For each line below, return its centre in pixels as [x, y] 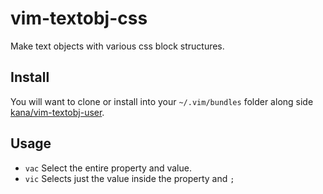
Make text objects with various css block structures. [117, 46]
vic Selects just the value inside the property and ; [129, 178]
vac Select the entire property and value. [108, 168]
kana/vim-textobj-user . [57, 112]
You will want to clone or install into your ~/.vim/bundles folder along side [162, 101]
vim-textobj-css [79, 18]
